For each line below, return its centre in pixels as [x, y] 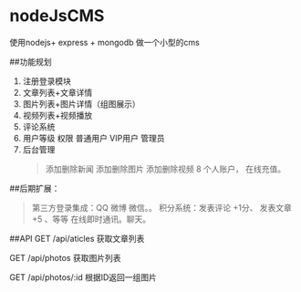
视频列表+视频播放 [57, 115]
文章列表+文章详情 [57, 92]
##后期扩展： [35, 188]
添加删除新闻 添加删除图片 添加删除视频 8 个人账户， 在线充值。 [165, 169]
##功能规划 [31, 61]
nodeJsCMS [57, 16]
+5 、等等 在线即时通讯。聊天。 [91, 219]
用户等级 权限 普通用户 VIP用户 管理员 [93, 138]
